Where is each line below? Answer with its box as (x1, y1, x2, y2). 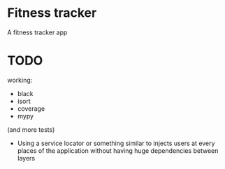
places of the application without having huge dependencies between (17, 146, 219, 155)
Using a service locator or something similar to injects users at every (17, 139, 215, 147)
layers (17, 154, 36, 162)
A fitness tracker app (7, 28, 68, 36)
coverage (17, 104, 45, 113)
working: (7, 76, 33, 84)
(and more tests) (7, 125, 55, 134)
